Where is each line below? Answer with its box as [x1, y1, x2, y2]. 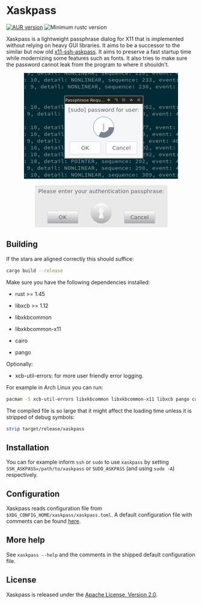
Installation [6, 442, 49, 453]
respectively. [6, 471, 38, 479]
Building [6, 239, 38, 250]
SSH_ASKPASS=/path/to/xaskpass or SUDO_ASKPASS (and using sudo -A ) [6, 465, 175, 472]
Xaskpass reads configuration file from [6, 505, 102, 512]
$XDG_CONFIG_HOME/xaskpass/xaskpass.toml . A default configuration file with [6, 511, 192, 518]
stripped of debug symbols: [6, 414, 75, 421]
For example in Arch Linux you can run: [6, 383, 103, 391]
